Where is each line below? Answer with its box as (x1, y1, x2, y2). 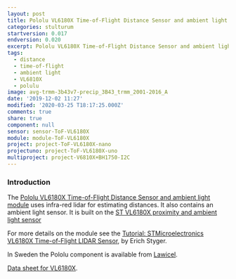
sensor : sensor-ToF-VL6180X (7, 128, 90, 135)
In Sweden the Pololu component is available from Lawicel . (7, 250, 178, 259)
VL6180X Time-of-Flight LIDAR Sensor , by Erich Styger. (7, 237, 167, 245)
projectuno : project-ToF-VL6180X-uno (7, 148, 118, 155)
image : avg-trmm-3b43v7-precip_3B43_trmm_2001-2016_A (7, 89, 169, 96)
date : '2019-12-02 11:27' (7, 96, 83, 103)
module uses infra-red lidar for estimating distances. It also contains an (7, 201, 214, 209)
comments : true (7, 108, 52, 115)
